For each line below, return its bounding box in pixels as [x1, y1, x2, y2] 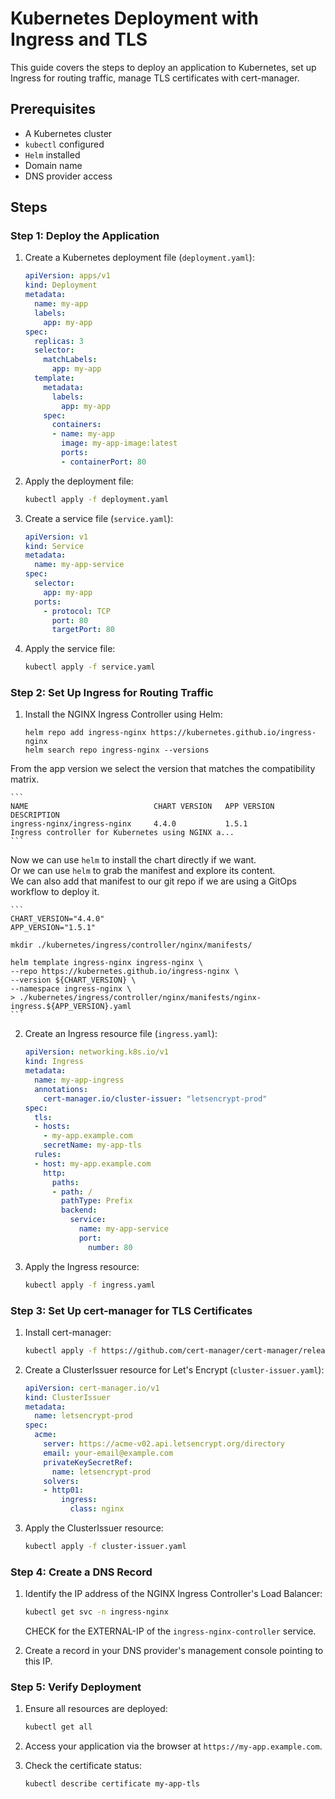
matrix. [10, 773, 40, 786]
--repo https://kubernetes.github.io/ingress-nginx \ [10, 967, 240, 977]
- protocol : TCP [43, 606, 111, 616]
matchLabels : [43, 355, 98, 365]
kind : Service [24, 541, 84, 551]
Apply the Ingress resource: [24, 1260, 140, 1272]
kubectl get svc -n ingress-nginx [24, 1607, 169, 1617]
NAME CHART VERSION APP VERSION [10, 802, 275, 812]
